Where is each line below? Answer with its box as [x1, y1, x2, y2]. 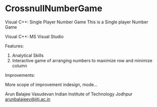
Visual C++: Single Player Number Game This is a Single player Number [5, 19, 148, 25]
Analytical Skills [12, 52, 44, 58]
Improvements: [5, 72, 35, 78]
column [12, 63, 28, 69]
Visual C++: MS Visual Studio [5, 34, 64, 39]
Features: [5, 43, 24, 49]
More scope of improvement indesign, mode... [5, 81, 98, 88]
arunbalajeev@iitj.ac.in [5, 96, 51, 102]
